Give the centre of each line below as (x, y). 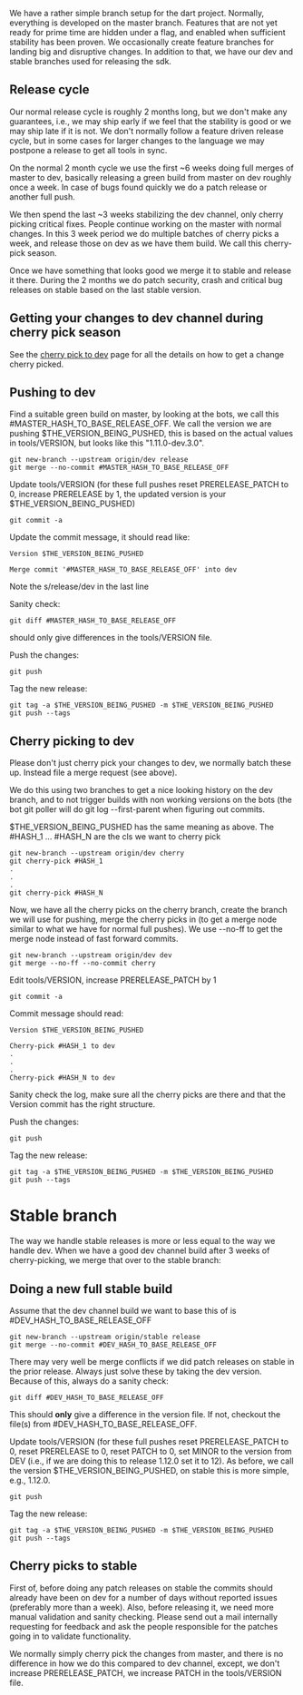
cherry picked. (37, 364)
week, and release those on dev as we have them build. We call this (136, 243)
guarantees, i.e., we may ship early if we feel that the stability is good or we (151, 121)
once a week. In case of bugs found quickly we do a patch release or (138, 187)
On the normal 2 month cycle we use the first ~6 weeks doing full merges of (152, 168)
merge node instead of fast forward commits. (94, 939)
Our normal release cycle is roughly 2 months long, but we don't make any (148, 112)
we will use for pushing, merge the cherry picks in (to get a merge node (143, 919)
